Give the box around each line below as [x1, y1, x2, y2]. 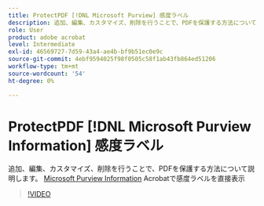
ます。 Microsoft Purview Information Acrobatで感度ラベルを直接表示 [21, 174, 245, 183]
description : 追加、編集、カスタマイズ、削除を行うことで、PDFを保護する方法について [8, 19, 257, 27]
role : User [8, 26, 44, 34]
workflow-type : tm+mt [8, 63, 79, 70]
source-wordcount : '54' [8, 70, 86, 78]
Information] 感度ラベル [8, 136, 164, 154]
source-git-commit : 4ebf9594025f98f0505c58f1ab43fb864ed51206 [8, 56, 216, 63]
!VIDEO [27, 190, 51, 199]
